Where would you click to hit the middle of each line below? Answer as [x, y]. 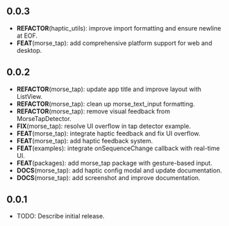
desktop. [29, 50]
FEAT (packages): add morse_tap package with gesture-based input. [114, 163]
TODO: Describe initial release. [60, 216]
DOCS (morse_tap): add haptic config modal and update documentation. [119, 170]
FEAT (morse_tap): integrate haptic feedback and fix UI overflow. [108, 133]
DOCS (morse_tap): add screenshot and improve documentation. [108, 177]
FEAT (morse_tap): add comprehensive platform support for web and [114, 43]
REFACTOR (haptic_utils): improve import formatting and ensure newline [119, 28]
